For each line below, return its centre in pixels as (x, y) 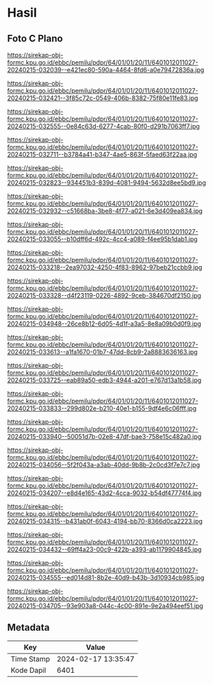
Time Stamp (31, 659)
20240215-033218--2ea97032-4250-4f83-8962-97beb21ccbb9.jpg (105, 267)
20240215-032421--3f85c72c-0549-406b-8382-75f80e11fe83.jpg (103, 98)
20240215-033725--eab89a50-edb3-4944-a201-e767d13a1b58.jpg (104, 380)
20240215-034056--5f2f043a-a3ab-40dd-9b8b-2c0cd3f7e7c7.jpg (104, 465)
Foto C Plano (35, 39)
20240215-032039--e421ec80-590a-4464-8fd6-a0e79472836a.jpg (106, 70)
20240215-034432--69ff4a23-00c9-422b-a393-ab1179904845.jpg (104, 549)
